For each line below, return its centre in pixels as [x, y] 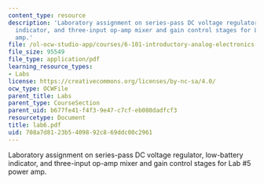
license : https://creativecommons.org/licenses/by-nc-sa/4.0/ [112, 81]
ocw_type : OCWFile [38, 88]
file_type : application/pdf [54, 60]
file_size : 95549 [37, 52]
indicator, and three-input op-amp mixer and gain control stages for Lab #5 [130, 163]
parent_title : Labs [40, 96]
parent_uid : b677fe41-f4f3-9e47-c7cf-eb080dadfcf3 [93, 111]
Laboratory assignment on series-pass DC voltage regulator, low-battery [126, 155]
